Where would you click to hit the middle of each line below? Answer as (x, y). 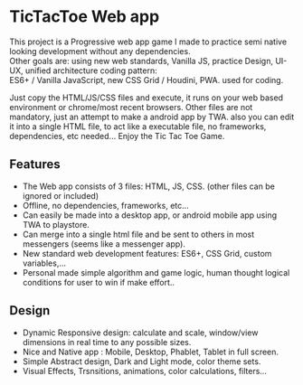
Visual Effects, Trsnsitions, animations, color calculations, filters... (144, 371)
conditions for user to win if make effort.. (98, 282)
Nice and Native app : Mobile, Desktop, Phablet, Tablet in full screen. (150, 352)
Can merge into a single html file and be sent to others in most (138, 234)
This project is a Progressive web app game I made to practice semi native (148, 42)
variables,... (44, 263)
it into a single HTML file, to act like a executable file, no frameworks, (138, 126)
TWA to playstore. (56, 224)
